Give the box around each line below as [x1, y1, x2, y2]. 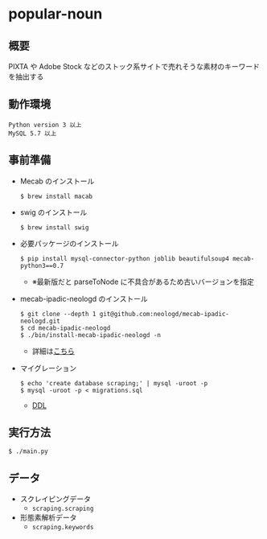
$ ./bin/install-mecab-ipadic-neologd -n [19, 331, 161, 339]
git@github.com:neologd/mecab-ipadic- [99, 310, 230, 318]
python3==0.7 [19, 261, 64, 269]
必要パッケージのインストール [19, 238, 119, 248]
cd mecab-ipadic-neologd [27, 323, 111, 332]
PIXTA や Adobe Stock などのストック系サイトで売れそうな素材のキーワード [8, 62, 260, 71]
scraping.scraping [31, 504, 94, 513]
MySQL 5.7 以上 [8, 130, 57, 138]
